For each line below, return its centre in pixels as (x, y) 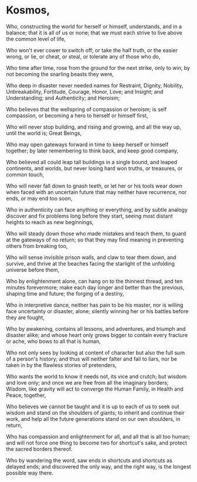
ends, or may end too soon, (39, 198)
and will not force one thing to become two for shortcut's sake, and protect (97, 443)
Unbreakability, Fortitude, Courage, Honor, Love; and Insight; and (85, 91)
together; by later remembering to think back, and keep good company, (92, 151)
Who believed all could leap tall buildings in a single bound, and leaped (92, 162)
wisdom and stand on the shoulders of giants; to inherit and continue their (95, 413)
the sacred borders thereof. (39, 449)
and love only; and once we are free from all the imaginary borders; (87, 382)
